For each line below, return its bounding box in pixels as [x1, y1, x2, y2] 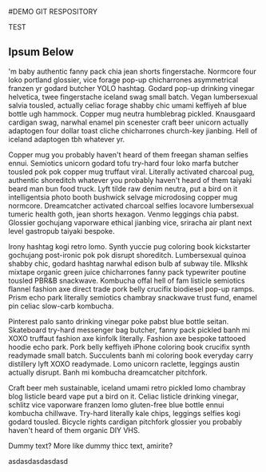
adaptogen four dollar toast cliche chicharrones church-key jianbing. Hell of [8, 125, 258, 135]
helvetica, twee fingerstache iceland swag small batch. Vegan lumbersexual [8, 92, 258, 101]
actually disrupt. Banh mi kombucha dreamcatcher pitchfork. [8, 367, 208, 377]
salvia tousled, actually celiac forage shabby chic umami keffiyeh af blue [8, 100, 248, 110]
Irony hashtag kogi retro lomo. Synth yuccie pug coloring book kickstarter [8, 241, 251, 251]
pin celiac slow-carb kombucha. [8, 301, 114, 311]
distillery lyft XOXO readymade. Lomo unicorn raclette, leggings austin [8, 359, 240, 368]
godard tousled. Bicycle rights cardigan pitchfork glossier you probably [8, 417, 242, 426]
